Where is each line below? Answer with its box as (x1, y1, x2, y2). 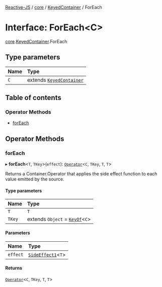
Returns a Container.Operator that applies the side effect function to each (5, 171, 157, 177)
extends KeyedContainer (27, 76, 84, 83)
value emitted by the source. (5, 176, 64, 182)
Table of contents (5, 93, 61, 102)
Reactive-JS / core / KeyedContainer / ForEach (5, 5, 102, 10)
